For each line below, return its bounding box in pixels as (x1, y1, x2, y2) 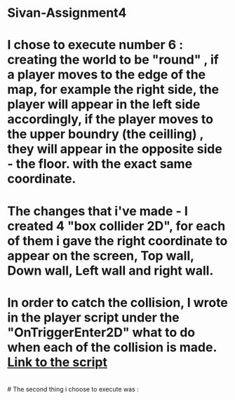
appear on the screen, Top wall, (7, 247, 194, 263)
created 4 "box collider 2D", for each (7, 218, 226, 234)
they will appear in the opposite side (7, 142, 222, 157)
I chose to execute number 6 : (7, 37, 184, 53)
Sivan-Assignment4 (7, 5, 127, 21)
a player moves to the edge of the (7, 67, 206, 83)
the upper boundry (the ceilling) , (7, 126, 204, 142)
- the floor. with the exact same (7, 156, 193, 172)
